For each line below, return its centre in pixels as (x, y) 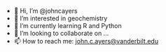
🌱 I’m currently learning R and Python (68, 26)
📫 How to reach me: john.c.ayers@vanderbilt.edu (86, 41)
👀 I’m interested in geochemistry (61, 18)
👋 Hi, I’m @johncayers (46, 11)
